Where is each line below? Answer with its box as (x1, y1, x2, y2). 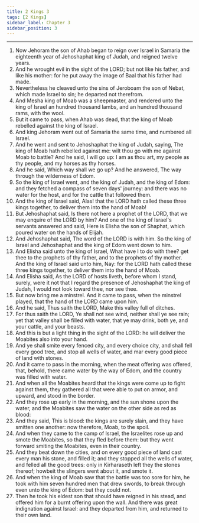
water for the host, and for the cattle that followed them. (15, 191, 152, 199)
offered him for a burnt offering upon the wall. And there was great (15, 499, 178, 506)
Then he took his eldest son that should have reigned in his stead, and (15, 493, 186, 500)
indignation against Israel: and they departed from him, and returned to (15, 505, 188, 512)
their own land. (15, 512, 52, 519)
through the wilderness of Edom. (15, 173, 95, 180)
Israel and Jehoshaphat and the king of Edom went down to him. (15, 242, 172, 249)
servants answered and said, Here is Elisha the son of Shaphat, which (15, 223, 185, 230)
